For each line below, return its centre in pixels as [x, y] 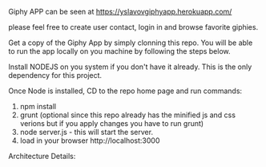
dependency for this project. [55, 75]
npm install [38, 106]
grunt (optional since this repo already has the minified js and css [128, 115]
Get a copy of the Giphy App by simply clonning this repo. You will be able [131, 43]
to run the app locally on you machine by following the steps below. [119, 51]
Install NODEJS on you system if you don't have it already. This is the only [130, 67]
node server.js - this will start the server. [87, 132]
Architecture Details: [42, 156]
